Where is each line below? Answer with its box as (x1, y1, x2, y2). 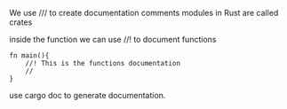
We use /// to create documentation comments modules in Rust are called (9, 8, 279, 18)
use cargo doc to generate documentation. (9, 90, 166, 100)
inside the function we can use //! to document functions (9, 35, 217, 44)
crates (9, 17, 33, 27)
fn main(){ (9, 51, 50, 60)
